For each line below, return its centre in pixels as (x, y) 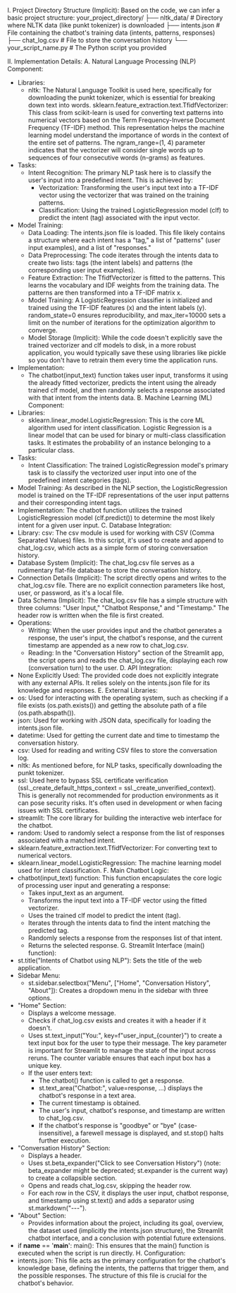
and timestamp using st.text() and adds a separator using (111, 1200)
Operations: (35, 623)
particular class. (51, 450)
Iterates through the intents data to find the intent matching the (119, 923)
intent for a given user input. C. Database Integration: (94, 525)
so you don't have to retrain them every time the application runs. (123, 360)
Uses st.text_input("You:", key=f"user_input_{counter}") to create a (125, 1035)
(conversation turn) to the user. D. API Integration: (100, 668)
